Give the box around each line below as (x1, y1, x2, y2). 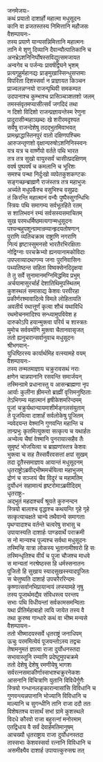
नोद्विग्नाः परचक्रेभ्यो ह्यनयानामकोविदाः (7, 248, 86, 256)
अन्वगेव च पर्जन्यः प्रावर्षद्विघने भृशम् (7, 61, 79, 69)
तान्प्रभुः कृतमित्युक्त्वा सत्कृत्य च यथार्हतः (7, 427, 91, 435)
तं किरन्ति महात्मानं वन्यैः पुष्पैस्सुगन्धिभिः (7, 194, 90, 201)
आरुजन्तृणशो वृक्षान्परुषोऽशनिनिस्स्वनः (7, 139, 88, 147)
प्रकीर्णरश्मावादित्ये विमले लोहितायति (7, 295, 82, 302)
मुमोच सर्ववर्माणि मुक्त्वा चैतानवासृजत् (7, 326, 84, 334)
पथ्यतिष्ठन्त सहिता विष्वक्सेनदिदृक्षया (7, 264, 83, 271)
